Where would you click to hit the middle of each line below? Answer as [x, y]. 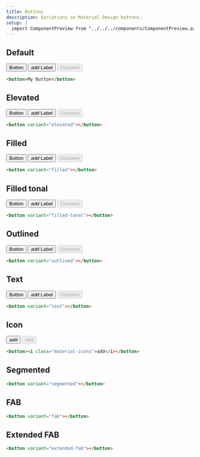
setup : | [17, 23]
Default [20, 52]
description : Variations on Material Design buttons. [74, 17]
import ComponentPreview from [49, 28]
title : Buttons [25, 12]
